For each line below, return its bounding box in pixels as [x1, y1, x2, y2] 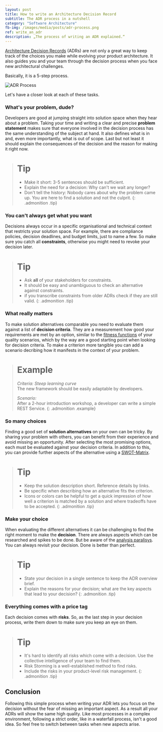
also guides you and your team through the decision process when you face [5, 58, 158, 64]
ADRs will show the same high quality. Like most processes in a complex [5, 711, 150, 717]
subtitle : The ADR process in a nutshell [5, 16, 91, 21]
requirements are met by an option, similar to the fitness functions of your [5, 331, 153, 337]
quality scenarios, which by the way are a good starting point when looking [5, 337, 156, 343]
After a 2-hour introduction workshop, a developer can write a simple [17, 400, 156, 406]
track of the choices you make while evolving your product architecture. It [5, 53, 153, 59]
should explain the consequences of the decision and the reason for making [5, 141, 158, 147]
